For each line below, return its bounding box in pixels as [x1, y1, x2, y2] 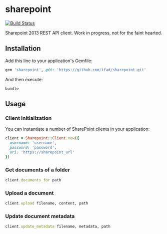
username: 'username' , [9, 140, 57, 146]
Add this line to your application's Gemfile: [5, 58, 92, 64]
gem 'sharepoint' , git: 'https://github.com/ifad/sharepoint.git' [5, 67, 146, 72]
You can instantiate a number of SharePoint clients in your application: [5, 126, 150, 132]
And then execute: [5, 76, 43, 82]
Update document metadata [5, 212, 75, 219]
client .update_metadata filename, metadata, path [5, 224, 111, 229]
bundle [5, 86, 19, 91]
